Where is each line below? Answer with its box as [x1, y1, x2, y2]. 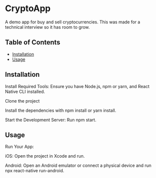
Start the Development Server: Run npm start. [5, 117, 96, 123]
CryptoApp [5, 3, 51, 14]
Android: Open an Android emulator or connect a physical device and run [5, 162, 152, 168]
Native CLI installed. [5, 89, 45, 94]
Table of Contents [5, 38, 61, 47]
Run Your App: [5, 144, 34, 150]
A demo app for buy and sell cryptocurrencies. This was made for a [5, 19, 140, 25]
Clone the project [5, 98, 40, 104]
